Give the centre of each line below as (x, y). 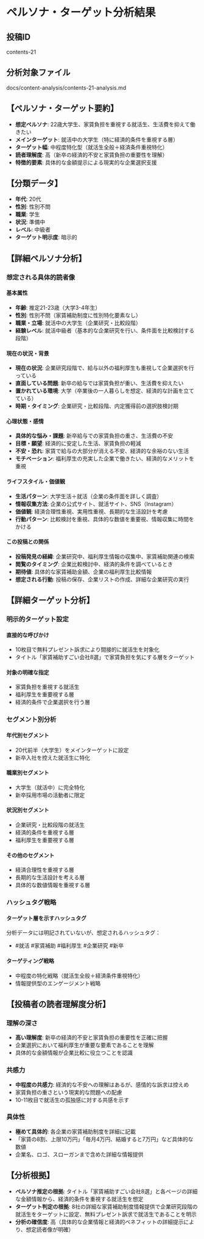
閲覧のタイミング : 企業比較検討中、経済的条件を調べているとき (94, 564)
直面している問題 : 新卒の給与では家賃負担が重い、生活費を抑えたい (99, 383)
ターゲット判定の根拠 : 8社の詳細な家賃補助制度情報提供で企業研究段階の (106, 1206)
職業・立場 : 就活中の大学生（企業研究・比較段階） (78, 323)
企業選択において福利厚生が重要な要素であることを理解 (84, 1045)
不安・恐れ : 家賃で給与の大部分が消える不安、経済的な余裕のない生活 (102, 451)
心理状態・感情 (25, 421)
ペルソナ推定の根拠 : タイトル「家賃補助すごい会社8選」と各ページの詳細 (106, 1191)
